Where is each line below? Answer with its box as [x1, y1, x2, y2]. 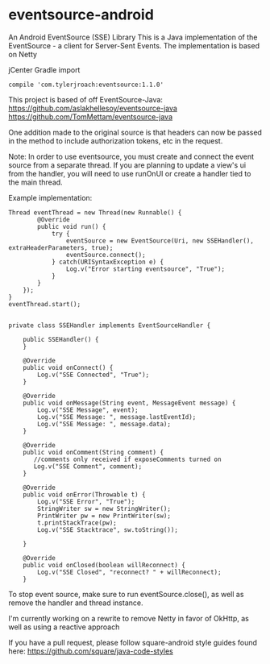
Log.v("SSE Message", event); [37, 405, 139, 414]
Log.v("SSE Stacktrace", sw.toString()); [37, 525, 179, 533]
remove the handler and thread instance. [8, 598, 143, 608]
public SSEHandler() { [23, 335, 99, 343]
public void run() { [37, 222, 106, 230]
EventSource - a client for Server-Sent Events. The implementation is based [8, 40, 260, 50]
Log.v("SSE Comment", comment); [33, 462, 143, 471]
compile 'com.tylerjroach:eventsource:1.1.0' [8, 81, 164, 89]
